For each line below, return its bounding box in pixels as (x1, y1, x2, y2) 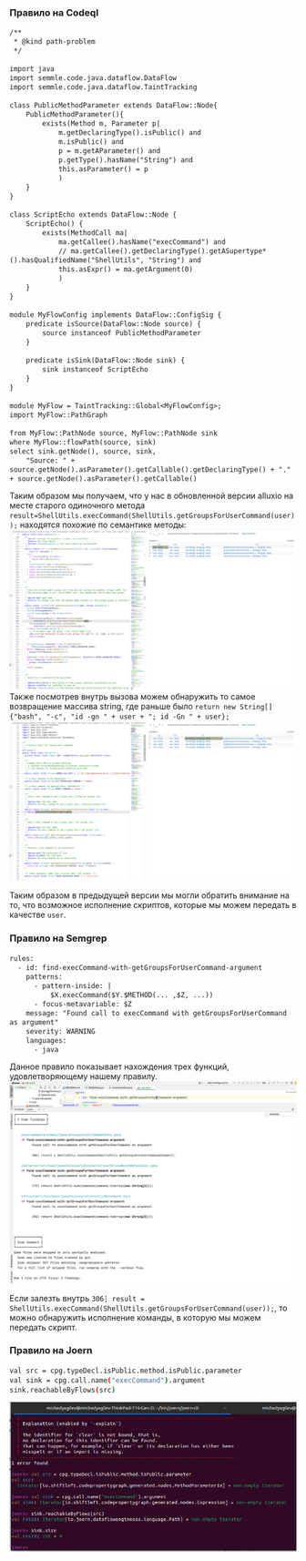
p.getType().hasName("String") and (57, 156, 194, 165)
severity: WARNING (25, 1026, 96, 1036)
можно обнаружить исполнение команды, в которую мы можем (9, 1311, 261, 1322)
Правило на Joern (9, 1344, 93, 1357)
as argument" (9, 1017, 59, 1026)
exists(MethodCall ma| (42, 229, 128, 238)
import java (9, 65, 55, 74)
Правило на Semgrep (9, 932, 107, 944)
